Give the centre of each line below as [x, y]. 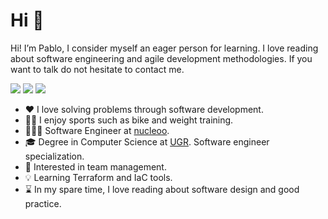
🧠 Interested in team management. [95, 166]
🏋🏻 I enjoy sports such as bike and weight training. [129, 120]
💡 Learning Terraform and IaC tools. [98, 177]
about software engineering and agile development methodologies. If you [161, 58]
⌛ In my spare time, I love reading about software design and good [162, 189]
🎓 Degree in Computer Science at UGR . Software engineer [147, 141]
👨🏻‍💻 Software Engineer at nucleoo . [97, 130]
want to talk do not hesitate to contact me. [97, 69]
